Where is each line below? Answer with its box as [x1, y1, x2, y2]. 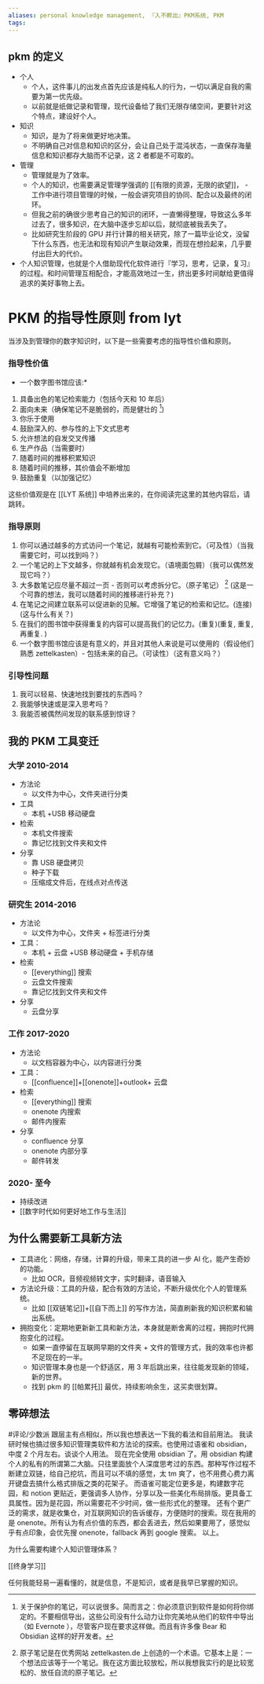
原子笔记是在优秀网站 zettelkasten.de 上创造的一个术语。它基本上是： [19, 1648, 246, 1657]
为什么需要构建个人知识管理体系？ [8, 1544, 119, 1554]
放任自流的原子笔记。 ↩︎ [40, 1667, 118, 1677]
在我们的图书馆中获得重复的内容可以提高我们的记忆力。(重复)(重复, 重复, [19, 619, 254, 629]
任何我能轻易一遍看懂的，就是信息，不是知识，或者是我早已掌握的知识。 [8, 1577, 242, 1587]
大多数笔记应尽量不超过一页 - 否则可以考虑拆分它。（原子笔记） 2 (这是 [19, 578, 247, 589]
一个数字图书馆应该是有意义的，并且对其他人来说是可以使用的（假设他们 [19, 639, 254, 648]
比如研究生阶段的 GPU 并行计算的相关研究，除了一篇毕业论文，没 [31, 229, 244, 239]
